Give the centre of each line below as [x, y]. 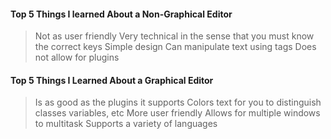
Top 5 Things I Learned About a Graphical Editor [112, 80]
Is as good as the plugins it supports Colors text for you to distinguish [178, 102]
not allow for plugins [77, 57]
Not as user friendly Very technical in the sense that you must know [174, 36]
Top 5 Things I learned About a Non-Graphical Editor [121, 14]
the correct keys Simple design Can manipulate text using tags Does [175, 47]
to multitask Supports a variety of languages [126, 124]
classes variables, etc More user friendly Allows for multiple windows [177, 113]
